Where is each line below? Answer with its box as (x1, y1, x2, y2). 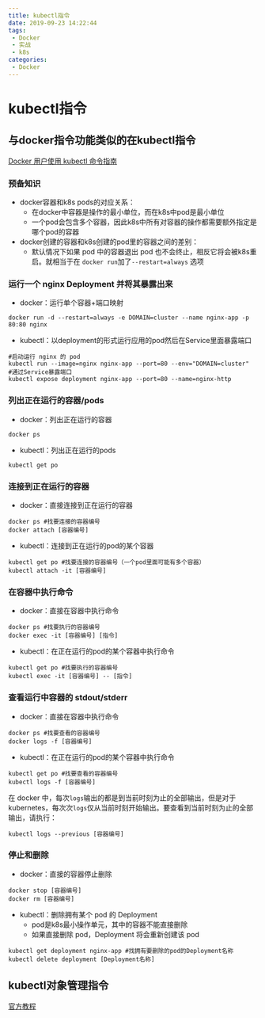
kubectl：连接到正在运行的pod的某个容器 (19, 540, 154, 551)
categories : (8, 56, 47, 64)
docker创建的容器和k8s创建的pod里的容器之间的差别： (19, 237, 199, 246)
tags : (8, 26, 26, 34)
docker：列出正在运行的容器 (19, 414, 112, 424)
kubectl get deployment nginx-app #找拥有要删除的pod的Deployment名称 (8, 947, 234, 955)
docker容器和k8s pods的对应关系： (19, 197, 136, 207)
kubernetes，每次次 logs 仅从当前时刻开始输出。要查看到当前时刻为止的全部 (8, 803, 254, 812)
